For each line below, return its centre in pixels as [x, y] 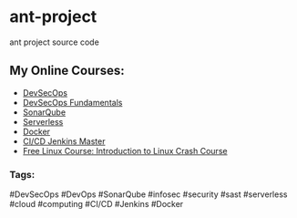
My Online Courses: [67, 71]
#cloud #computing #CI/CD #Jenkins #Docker [97, 204]
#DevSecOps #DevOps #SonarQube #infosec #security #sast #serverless [148, 194]
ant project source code [55, 42]
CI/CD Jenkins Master [64, 141]
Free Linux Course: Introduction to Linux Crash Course [125, 151]
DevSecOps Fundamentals [72, 102]
